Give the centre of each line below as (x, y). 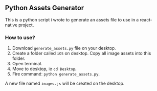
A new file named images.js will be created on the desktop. (65, 83)
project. (26, 25)
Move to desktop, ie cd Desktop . (44, 69)
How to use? (20, 37)
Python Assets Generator (45, 8)
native (11, 25)
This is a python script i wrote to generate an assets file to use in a (72, 19)
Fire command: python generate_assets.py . (56, 74)
